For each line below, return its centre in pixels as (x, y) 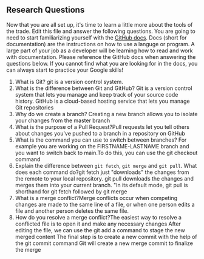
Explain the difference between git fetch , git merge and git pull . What (106, 165)
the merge (28, 249)
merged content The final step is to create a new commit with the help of (106, 237)
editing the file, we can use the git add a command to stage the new (100, 230)
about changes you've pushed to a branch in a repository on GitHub (100, 133)
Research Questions (46, 10)
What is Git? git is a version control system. (69, 81)
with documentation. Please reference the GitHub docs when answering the (101, 57)
